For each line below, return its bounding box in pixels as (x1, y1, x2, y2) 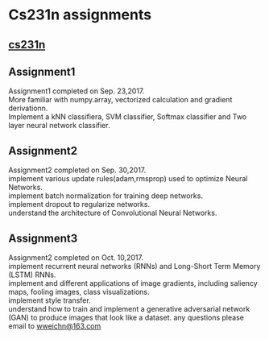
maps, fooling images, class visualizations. (8, 287, 151, 297)
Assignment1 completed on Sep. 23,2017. (8, 86, 145, 96)
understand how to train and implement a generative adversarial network (8, 304, 250, 314)
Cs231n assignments (8, 6, 151, 24)
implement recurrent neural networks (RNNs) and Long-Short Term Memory (8, 262, 261, 271)
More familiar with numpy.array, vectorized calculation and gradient (8, 95, 233, 105)
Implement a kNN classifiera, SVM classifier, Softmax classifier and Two (8, 112, 247, 122)
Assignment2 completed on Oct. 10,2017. (8, 253, 143, 263)
